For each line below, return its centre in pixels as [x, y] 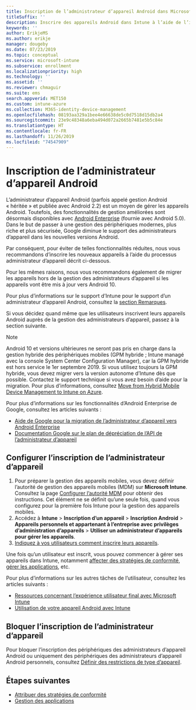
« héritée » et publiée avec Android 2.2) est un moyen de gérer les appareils [97, 206]
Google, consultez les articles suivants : [54, 409]
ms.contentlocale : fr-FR [36, 131]
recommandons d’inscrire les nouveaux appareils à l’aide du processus [91, 254]
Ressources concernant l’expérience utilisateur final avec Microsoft [95, 596]
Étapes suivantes [38, 680]
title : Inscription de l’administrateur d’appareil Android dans [87, 11]
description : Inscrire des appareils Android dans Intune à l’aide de [94, 22]
